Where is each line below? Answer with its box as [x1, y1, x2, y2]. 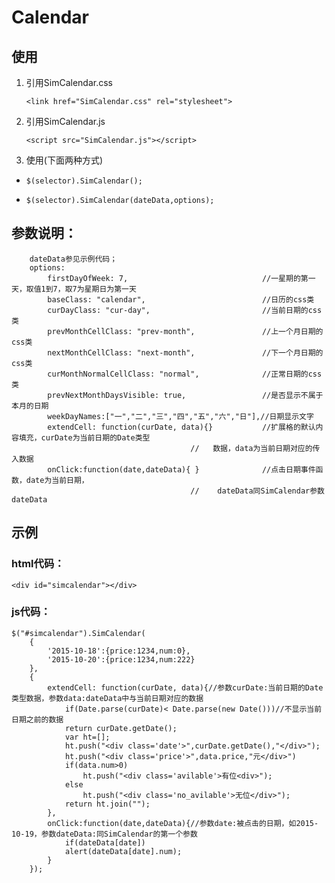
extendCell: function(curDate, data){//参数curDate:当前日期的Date [47, 682, 324, 693]
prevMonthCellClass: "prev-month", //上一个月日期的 [47, 326, 324, 336]
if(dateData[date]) [64, 837, 146, 848]
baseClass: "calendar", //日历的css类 [47, 294, 315, 305]
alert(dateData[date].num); [64, 846, 183, 856]
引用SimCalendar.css [25, 77, 113, 88]
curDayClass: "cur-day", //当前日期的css [47, 305, 323, 315]
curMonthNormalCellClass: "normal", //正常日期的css [47, 369, 323, 379]
